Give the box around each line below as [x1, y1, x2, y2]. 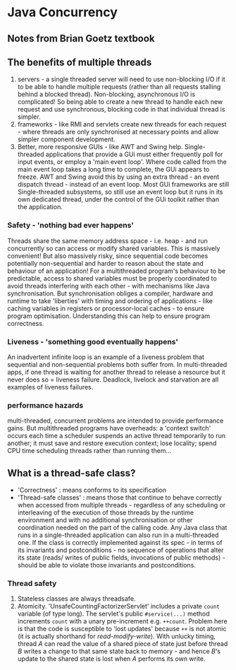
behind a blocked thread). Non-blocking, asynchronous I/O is [17, 90, 196, 99]
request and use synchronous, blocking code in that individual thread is [17, 105, 225, 114]
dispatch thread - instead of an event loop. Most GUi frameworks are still [17, 180, 230, 189]
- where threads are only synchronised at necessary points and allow [17, 128, 219, 136]
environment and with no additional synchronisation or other [17, 516, 193, 524]
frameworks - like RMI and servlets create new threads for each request [17, 120, 227, 129]
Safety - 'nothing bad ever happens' [7, 221, 134, 230]
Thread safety [7, 579, 57, 589]
